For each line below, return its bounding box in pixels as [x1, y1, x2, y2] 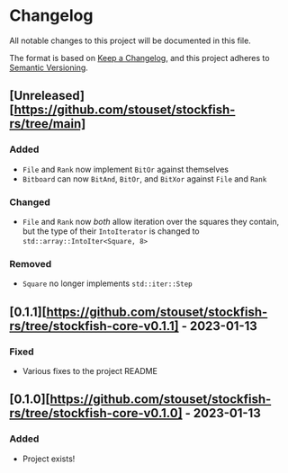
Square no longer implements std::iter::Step [22, 278, 193, 289]
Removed [9, 257, 52, 270]
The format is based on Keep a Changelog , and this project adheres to [9, 52, 270, 63]
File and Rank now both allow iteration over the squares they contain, [22, 216, 280, 227]
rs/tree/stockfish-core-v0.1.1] [9, 318, 179, 334]
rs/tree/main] [9, 116, 86, 131]
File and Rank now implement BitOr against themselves [22, 164, 229, 174]
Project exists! [22, 453, 76, 464]
